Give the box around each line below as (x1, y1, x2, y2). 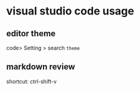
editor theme (6, 28, 56, 39)
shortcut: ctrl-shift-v (6, 77, 57, 85)
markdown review (6, 62, 75, 72)
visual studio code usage (6, 4, 135, 18)
